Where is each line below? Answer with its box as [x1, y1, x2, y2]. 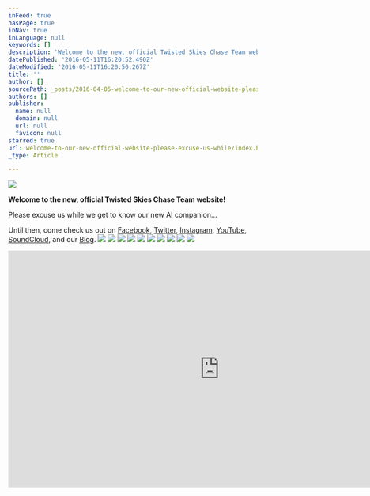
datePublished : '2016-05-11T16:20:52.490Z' [8, 56, 154, 64]
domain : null [15, 115, 59, 123]
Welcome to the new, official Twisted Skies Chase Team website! [8, 195, 226, 204]
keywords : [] [8, 41, 51, 49]
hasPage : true [8, 19, 55, 27]
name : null [15, 108, 51, 115]
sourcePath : [8, 85, 47, 93]
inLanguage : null [8, 33, 66, 42]
